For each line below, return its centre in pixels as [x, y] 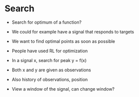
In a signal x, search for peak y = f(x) [49, 60]
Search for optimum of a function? [47, 22]
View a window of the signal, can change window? [63, 89]
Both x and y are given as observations [52, 70]
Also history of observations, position [50, 79]
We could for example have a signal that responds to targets [73, 32]
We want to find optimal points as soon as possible [63, 41]
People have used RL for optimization [50, 51]
